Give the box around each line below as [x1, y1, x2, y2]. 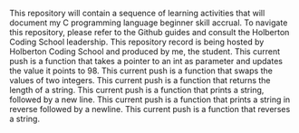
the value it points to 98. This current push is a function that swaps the [9, 65, 274, 76]
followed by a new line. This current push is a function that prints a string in [9, 94, 291, 105]
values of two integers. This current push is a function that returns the [9, 75, 271, 85]
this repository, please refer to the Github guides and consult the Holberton [9, 27, 290, 37]
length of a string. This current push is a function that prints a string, [9, 85, 265, 95]
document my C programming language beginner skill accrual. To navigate [9, 17, 288, 28]
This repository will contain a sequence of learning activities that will [9, 8, 265, 18]
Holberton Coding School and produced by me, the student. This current [9, 46, 281, 57]
